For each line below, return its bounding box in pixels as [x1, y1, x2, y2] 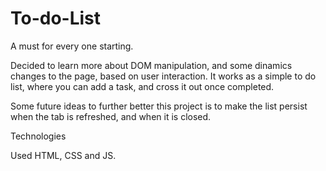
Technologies [10, 130, 67, 142]
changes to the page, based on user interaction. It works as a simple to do [10, 70, 317, 82]
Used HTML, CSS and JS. [10, 149, 117, 161]
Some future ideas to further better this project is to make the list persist [10, 100, 308, 112]
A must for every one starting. [10, 40, 134, 52]
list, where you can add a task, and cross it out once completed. [10, 80, 275, 92]
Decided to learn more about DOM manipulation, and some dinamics [10, 59, 293, 71]
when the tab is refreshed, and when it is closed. [10, 110, 212, 122]
